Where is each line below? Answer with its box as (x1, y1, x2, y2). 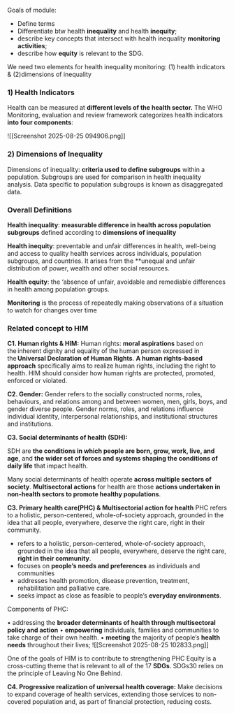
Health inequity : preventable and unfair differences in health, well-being (7, 241, 217, 250)
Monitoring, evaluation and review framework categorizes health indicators (7, 111, 224, 120)
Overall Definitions (7, 205, 72, 215)
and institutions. (7, 419, 54, 428)
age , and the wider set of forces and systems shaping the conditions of (7, 454, 219, 463)
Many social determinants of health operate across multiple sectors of (7, 475, 212, 484)
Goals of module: (7, 6, 57, 14)
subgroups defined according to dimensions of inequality (7, 228, 177, 236)
